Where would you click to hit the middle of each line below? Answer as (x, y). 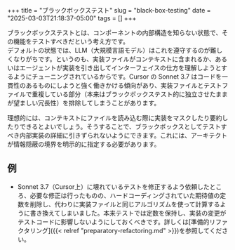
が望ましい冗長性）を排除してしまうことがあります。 (84, 103)
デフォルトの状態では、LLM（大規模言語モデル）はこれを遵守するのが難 (112, 50)
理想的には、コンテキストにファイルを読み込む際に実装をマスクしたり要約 (115, 118)
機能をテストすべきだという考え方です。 (71, 41)
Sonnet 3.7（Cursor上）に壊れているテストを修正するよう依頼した (113, 186)
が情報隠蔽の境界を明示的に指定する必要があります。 (84, 144)
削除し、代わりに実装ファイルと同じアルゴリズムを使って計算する (125, 204)
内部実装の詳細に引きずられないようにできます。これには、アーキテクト (123, 135)
